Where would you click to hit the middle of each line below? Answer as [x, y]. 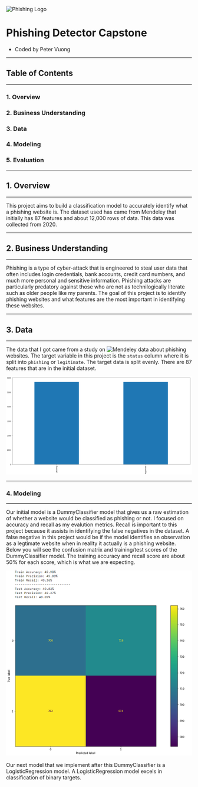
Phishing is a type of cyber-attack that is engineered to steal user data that [97, 268]
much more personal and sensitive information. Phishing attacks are [89, 281]
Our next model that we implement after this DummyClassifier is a [86, 765]
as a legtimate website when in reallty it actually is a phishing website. [91, 543]
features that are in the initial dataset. [51, 368]
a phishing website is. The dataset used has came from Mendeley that [91, 212]
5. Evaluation [25, 160]
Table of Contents [40, 73]
